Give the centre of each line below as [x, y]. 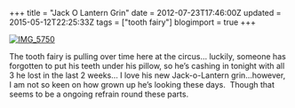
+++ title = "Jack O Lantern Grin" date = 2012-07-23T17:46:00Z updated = [145, 13]
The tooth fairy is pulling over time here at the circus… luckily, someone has [147, 56]
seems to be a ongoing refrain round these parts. [99, 94]
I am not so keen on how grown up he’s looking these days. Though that [142, 85]
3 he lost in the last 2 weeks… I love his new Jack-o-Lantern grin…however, [147, 75]
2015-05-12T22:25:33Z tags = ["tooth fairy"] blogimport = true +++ [132, 22]
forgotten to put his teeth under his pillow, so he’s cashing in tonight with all [147, 66]
